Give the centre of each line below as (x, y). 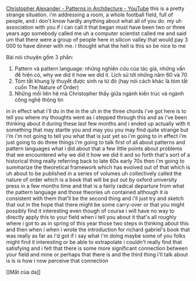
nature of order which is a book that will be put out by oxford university (92, 180)
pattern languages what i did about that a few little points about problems (94, 148)
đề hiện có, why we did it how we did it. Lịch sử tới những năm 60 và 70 (101, 75)
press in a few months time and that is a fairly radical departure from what (95, 186)
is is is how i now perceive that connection (57, 261)
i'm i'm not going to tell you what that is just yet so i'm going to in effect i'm (97, 136)
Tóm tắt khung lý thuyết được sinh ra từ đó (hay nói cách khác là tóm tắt (101, 81)
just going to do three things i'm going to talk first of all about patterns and (96, 142)
